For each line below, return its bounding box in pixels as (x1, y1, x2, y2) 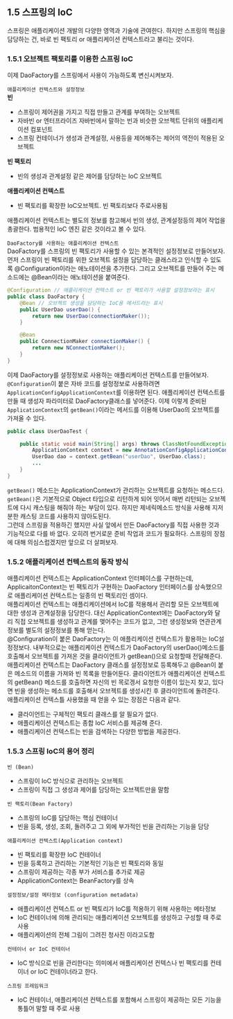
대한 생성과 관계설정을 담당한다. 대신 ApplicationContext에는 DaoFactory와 (7, 609, 214, 617)
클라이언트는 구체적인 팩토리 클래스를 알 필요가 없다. (17, 710, 158, 719)
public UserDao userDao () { (19, 306, 101, 313)
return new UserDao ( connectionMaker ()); (32, 313, 150, 320)
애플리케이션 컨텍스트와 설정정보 (7, 86, 85, 94)
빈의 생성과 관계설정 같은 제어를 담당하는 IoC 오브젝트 (17, 172, 163, 180)
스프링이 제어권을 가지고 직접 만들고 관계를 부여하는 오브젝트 (17, 108, 181, 116)
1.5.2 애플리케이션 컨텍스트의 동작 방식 (7, 557, 129, 566)
